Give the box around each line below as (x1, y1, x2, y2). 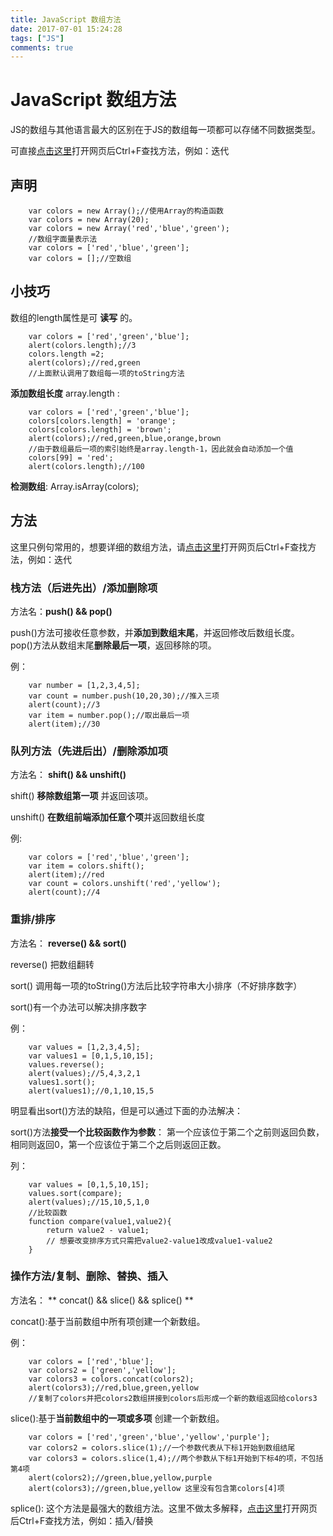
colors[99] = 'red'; (28, 452, 114, 463)
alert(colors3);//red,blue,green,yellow (28, 1382, 199, 1393)
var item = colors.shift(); (28, 861, 145, 871)
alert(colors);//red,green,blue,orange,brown (28, 433, 222, 443)
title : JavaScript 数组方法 (10, 14, 122, 25)
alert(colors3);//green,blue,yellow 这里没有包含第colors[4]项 (28, 1483, 285, 1493)
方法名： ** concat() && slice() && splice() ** (10, 1294, 194, 1306)
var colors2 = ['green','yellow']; (28, 1365, 177, 1375)
